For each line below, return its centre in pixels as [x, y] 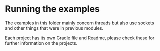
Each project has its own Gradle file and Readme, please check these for [80, 38]
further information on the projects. [41, 43]
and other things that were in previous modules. [54, 28]
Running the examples [52, 9]
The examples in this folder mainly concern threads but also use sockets [80, 23]
